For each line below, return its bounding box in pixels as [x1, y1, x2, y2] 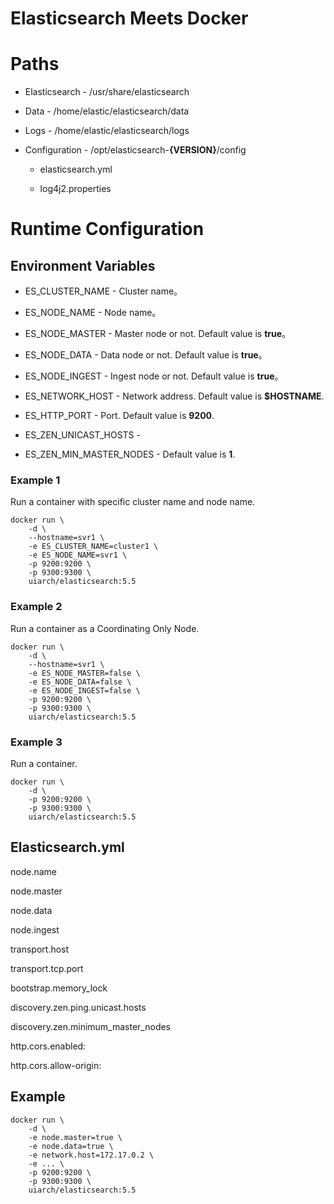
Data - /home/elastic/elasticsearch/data [24, 105, 190, 117]
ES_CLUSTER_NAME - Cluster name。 [24, 285, 183, 297]
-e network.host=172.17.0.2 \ [28, 1150, 155, 1160]
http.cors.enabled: [10, 1040, 87, 1052]
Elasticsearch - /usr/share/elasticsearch [24, 86, 190, 98]
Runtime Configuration [10, 218, 205, 241]
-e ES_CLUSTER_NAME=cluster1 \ [28, 542, 159, 552]
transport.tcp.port [10, 962, 84, 974]
